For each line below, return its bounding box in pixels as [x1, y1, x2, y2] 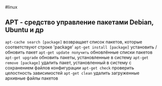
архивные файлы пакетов [5, 75, 58, 81]
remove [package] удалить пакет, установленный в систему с [5, 60, 132, 65]
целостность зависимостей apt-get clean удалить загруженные [5, 70, 139, 76]
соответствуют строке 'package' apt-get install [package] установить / [5, 44, 157, 50]
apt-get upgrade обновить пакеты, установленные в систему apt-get [5, 54, 149, 60]
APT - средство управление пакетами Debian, [5, 18, 154, 26]
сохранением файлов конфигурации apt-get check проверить [5, 64, 135, 70]
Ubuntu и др [5, 26, 44, 34]
